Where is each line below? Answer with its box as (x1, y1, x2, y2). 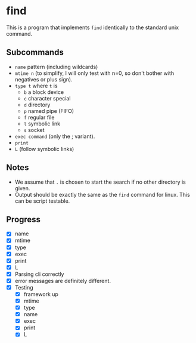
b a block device (23, 88, 64, 96)
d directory (23, 101, 51, 108)
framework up (23, 290, 58, 298)
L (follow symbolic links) (14, 145, 74, 152)
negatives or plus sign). (14, 75, 73, 83)
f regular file (23, 114, 55, 121)
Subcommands (6, 48, 64, 58)
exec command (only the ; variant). (14, 133, 95, 140)
